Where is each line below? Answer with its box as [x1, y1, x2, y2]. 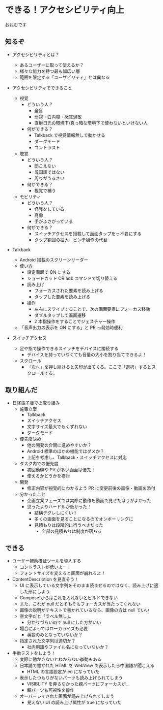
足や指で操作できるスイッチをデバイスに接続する [19, 345, 119, 351]
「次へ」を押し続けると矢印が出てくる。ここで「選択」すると [27, 364, 152, 370]
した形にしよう [19, 589, 50, 595]
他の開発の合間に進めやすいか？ [27, 442, 92, 448]
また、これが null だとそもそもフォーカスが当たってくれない [19, 601, 141, 607]
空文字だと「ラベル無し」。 [19, 613, 74, 619]
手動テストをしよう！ [12, 650, 55, 656]
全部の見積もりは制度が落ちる [41, 528, 102, 534]
